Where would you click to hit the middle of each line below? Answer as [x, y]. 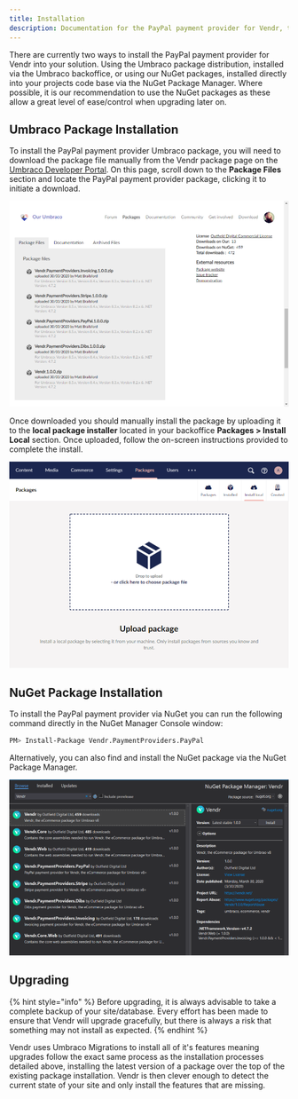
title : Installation [47, 19]
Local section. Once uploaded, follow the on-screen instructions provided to [149, 440]
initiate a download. [45, 189]
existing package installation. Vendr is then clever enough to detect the [139, 1075]
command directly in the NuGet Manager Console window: [116, 723]
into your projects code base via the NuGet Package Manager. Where [136, 83]
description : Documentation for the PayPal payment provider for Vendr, [146, 28]
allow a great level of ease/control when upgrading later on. [118, 101]
